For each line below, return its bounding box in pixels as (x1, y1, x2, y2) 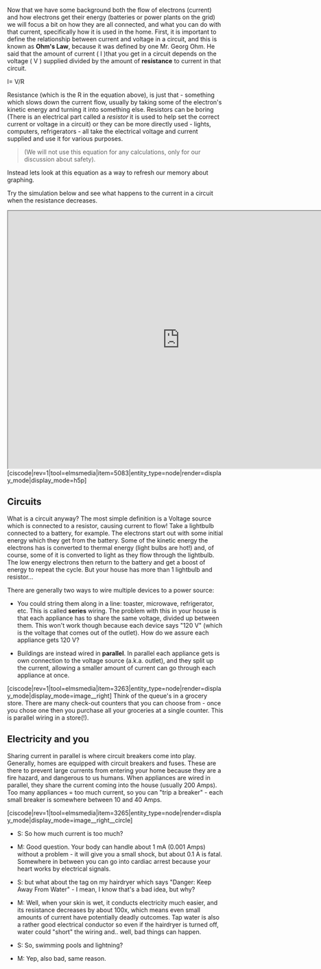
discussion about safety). (23, 155, 96, 163)
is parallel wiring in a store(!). (7, 714, 89, 722)
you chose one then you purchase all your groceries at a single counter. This (7, 706, 224, 714)
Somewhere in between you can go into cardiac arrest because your (16, 857, 211, 865)
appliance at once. (16, 671, 70, 679)
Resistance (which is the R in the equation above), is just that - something (7, 91, 215, 99)
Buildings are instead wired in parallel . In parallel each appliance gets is (16, 649, 220, 657)
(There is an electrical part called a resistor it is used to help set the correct (7, 113, 219, 121)
